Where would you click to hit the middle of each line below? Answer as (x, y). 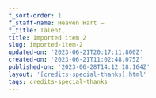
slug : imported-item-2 (46, 45)
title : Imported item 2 (48, 38)
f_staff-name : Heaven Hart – (56, 23)
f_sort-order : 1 (35, 15)
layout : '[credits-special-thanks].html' (78, 74)
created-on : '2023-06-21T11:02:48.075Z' (76, 60)
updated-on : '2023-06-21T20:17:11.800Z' (76, 52)
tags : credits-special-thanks (58, 81)
